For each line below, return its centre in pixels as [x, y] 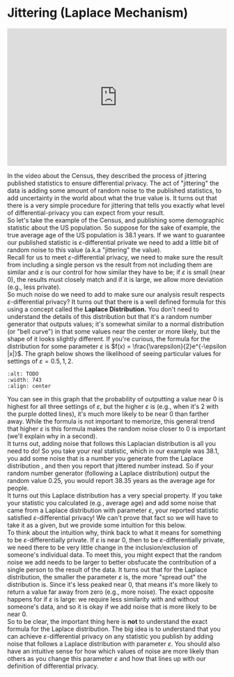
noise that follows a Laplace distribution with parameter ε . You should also [114, 643]
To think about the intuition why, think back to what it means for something [114, 533]
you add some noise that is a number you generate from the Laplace [105, 458]
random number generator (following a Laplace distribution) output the [109, 473]
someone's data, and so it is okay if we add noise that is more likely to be [112, 607]
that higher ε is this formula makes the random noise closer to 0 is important [117, 429]
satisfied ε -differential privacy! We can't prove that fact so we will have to [112, 517]
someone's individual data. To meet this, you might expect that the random [114, 555]
